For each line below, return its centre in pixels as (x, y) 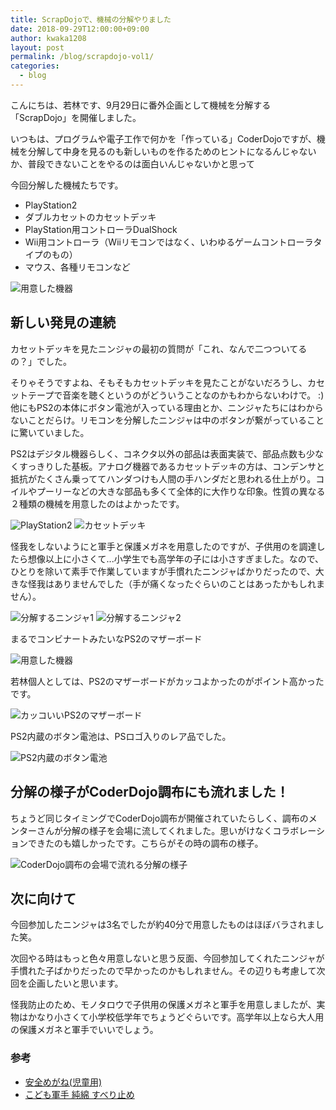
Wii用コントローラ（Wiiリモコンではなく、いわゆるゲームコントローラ (169, 242)
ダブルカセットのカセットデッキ (90, 217)
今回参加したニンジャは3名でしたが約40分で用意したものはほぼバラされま (163, 925)
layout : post (37, 47)
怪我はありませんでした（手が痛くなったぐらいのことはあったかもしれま (176, 583)
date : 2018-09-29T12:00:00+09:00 (80, 29)
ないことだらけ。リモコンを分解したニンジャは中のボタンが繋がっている (158, 420)
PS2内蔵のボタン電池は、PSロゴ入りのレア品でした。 (121, 736)
